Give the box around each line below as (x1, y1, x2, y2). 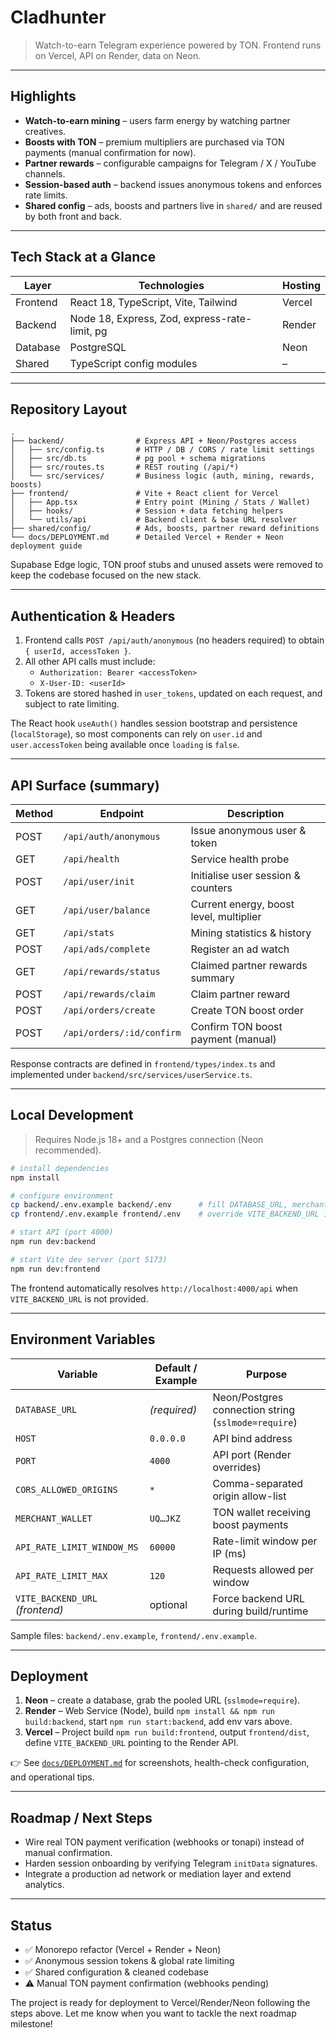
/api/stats (63, 927, 115, 938)
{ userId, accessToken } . (24, 645, 132, 657)
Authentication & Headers (10, 607, 176, 625)
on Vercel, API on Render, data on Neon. (34, 49, 202, 61)
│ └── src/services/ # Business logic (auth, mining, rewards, (10, 471, 315, 481)
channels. (24, 167, 66, 180)
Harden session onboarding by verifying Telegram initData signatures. (24, 1857, 318, 1870)
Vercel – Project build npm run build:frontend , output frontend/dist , (24, 1726, 310, 1738)
